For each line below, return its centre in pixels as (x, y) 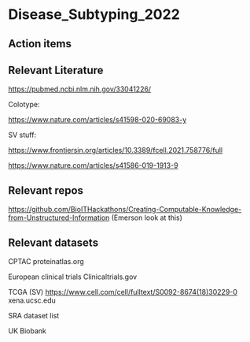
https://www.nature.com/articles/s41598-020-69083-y (97, 120)
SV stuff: (22, 135)
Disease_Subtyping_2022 (94, 15)
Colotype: (24, 105)
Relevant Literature (56, 70)
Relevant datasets (53, 242)
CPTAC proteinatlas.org (46, 262)
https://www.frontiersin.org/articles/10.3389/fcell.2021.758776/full (115, 151)
